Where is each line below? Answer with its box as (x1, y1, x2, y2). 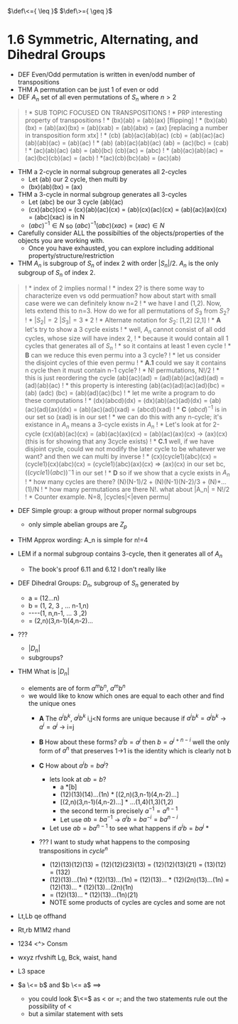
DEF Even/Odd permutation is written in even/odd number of (17, 70, 195, 78)
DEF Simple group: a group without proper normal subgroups (17, 507, 197, 515)
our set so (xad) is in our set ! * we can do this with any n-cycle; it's (24, 412, 222, 421)
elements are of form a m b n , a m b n (28, 683, 126, 692)
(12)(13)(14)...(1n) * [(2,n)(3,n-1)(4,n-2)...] (60, 790, 180, 799)
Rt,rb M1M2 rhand (17, 925, 71, 934)
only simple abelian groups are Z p (28, 520, 128, 530)
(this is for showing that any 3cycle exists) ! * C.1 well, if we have (24, 437, 215, 446)
